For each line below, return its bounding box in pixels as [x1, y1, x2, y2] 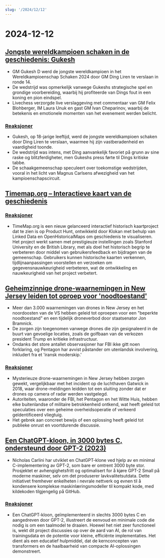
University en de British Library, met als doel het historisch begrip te [12, 244, 150, 250]
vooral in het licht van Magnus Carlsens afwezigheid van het [12, 170, 135, 176]
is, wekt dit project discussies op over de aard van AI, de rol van [12, 527, 142, 533]
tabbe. [12, 159, 26, 165]
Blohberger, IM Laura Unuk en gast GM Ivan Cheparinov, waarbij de [12, 105, 149, 111]
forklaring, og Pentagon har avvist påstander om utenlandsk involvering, [12, 346, 159, 352]
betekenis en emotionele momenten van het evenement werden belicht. [12, 110, 158, 116]
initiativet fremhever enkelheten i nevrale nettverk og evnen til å [12, 478, 141, 484]
